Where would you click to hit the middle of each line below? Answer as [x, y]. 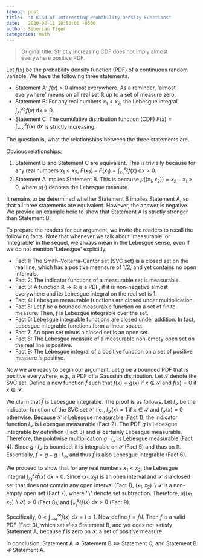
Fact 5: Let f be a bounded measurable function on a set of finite [95, 307]
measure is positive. [40, 358]
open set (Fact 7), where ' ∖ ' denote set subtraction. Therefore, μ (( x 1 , [109, 494]
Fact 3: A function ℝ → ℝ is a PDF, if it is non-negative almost [91, 287]
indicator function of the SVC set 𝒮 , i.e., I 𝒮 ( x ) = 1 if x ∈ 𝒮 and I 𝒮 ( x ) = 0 [95, 410]
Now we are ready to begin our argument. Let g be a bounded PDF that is [98, 369]
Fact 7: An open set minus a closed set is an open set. [82, 332]
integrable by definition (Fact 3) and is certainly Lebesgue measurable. [94, 432]
